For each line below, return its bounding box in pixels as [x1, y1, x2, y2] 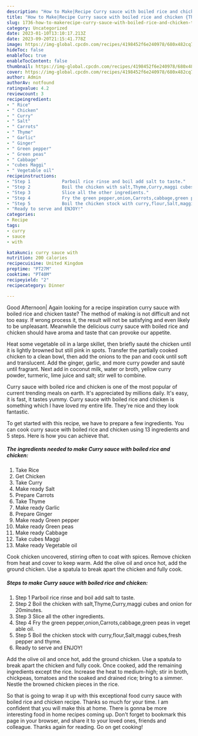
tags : [6, 222, 20, 228]
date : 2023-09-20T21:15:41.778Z [6, 36, 86, 42]
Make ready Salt [15, 485, 55, 492]
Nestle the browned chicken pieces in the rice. [6, 681, 119, 688]
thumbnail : [6, 63, 33, 70]
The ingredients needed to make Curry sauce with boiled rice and [6, 446, 170, 453]
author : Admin [6, 74, 42, 80]
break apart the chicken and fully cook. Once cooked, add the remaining [6, 662, 182, 669]
